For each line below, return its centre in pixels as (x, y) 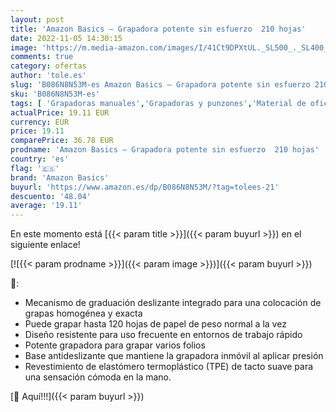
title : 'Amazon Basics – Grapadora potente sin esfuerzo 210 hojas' (158, 29)
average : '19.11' (46, 206)
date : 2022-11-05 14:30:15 (66, 38)
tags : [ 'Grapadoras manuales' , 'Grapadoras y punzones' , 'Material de (158, 103)
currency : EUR (40, 122)
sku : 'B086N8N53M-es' (55, 94)
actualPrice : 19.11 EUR (60, 112)
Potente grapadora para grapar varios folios (115, 345)
